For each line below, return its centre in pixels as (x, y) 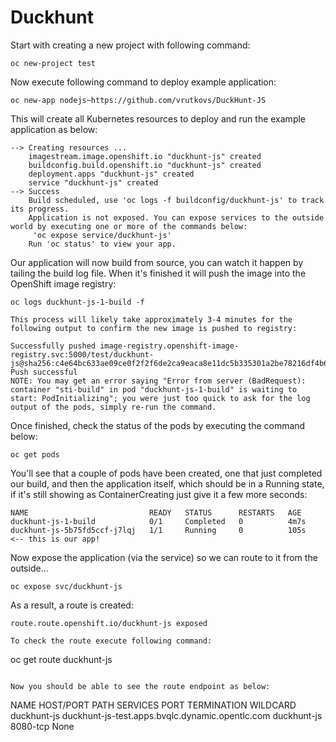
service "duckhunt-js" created (93, 182)
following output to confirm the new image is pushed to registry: (154, 328)
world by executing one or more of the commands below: (129, 226)
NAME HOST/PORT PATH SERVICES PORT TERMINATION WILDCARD (153, 705)
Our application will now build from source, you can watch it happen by (157, 262)
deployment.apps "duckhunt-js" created (111, 174)
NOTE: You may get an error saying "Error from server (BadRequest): (158, 381)
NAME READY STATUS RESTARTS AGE (156, 512)
